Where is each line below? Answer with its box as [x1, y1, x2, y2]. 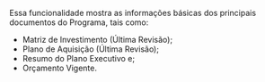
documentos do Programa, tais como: [9, 17, 149, 28]
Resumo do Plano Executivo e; [22, 53, 136, 63]
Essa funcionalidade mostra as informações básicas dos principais [9, 8, 257, 18]
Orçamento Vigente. [22, 62, 97, 73]
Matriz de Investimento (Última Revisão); [22, 35, 173, 45]
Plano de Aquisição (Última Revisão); [22, 44, 160, 54]
